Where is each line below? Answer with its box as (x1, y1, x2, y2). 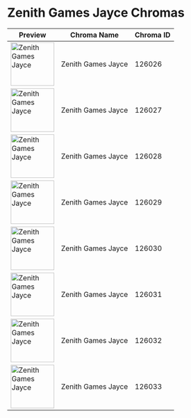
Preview (18, 30, 47, 40)
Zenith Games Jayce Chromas (7, 5, 185, 21)
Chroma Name (70, 30, 119, 40)
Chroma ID (134, 30, 171, 40)
